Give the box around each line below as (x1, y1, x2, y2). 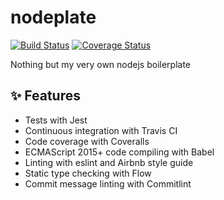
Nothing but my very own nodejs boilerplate (10, 58, 192, 70)
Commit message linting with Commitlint (24, 177, 192, 190)
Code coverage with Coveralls (24, 135, 150, 147)
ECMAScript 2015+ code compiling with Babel (24, 146, 215, 158)
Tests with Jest (24, 114, 88, 126)
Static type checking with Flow (24, 167, 152, 179)
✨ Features (10, 87, 81, 105)
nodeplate (10, 6, 97, 29)
